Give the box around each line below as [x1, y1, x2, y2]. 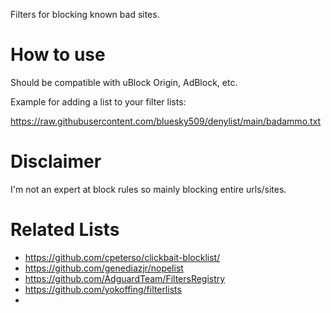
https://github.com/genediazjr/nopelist [24, 262, 184, 274]
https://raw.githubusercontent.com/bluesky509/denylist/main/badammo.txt [10, 115, 322, 127]
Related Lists [10, 219, 120, 241]
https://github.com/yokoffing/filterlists [24, 283, 182, 295]
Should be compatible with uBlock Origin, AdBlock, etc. [10, 76, 238, 88]
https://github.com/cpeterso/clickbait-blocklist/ [24, 251, 221, 263]
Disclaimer [10, 150, 102, 173]
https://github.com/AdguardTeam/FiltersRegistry [24, 272, 226, 284]
